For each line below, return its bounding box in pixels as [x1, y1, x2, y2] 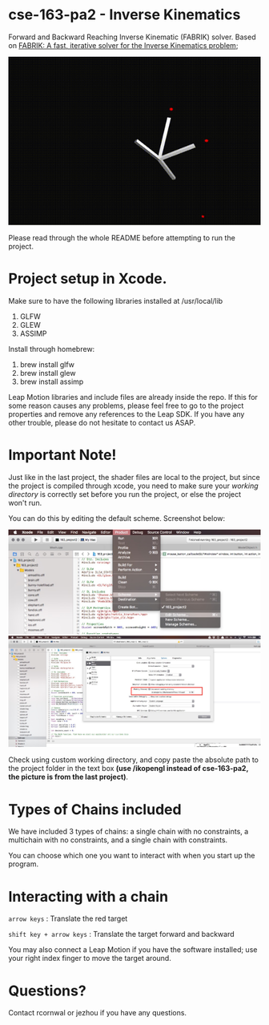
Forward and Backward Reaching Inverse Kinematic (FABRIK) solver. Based [8, 32, 256, 42]
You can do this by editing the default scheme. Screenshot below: [8, 513, 226, 523]
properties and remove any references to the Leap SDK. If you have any [8, 409, 245, 418]
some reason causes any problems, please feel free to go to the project [8, 401, 244, 410]
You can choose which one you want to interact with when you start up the [8, 851, 255, 861]
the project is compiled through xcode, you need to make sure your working [8, 481, 259, 490]
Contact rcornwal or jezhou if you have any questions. [8, 1008, 187, 1018]
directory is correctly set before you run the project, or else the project [8, 489, 242, 498]
